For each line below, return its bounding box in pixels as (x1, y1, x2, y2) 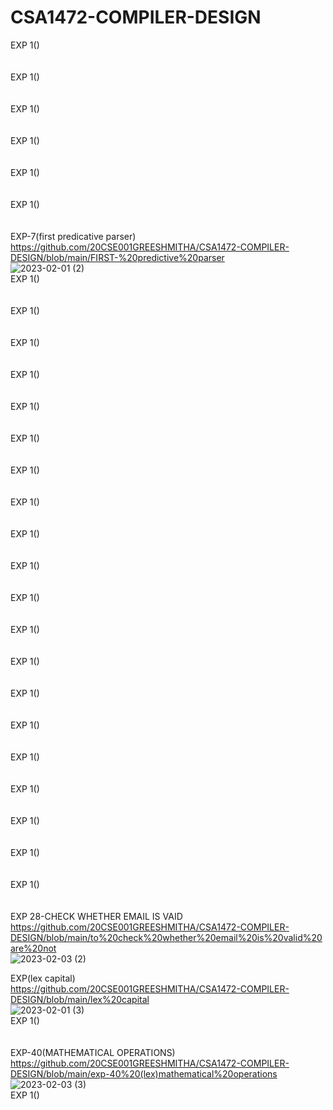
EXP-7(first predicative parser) (10, 230, 137, 242)
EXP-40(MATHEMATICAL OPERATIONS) (10, 1046, 176, 1058)
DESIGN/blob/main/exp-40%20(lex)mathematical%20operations (10, 1067, 278, 1080)
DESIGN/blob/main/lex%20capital (10, 993, 150, 1005)
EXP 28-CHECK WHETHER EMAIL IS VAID (10, 910, 183, 922)
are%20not (10, 942, 57, 954)
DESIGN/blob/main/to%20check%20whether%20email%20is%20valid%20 (10, 931, 323, 943)
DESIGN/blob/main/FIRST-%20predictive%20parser (10, 251, 225, 263)
